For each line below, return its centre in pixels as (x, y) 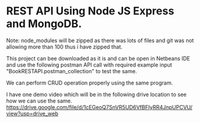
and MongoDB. (44, 24)
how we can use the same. (39, 101)
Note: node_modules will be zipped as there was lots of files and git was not (100, 40)
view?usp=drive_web (32, 113)
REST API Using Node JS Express (90, 11)
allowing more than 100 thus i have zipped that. (64, 47)
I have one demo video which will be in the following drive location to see (96, 94)
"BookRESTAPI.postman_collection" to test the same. (72, 71)
